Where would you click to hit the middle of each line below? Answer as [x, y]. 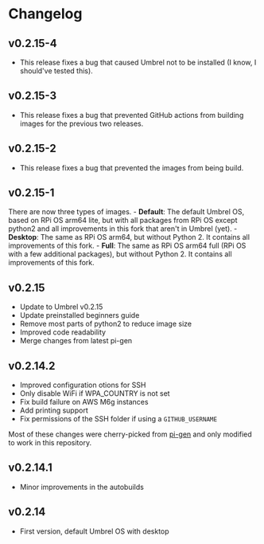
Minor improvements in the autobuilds [82, 487]
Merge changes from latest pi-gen [76, 341]
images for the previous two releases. [82, 123]
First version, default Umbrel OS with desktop [94, 531]
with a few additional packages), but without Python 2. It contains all [120, 254]
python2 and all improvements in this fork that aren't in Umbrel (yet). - [123, 229]
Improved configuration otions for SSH [83, 385]
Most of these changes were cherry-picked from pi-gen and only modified [130, 434]
